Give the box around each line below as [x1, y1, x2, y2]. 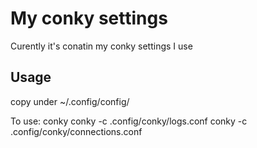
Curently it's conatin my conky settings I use [10, 40, 193, 52]
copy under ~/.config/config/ [10, 95, 130, 107]
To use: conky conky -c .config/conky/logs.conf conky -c [10, 115, 248, 127]
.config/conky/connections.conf [10, 125, 143, 137]
